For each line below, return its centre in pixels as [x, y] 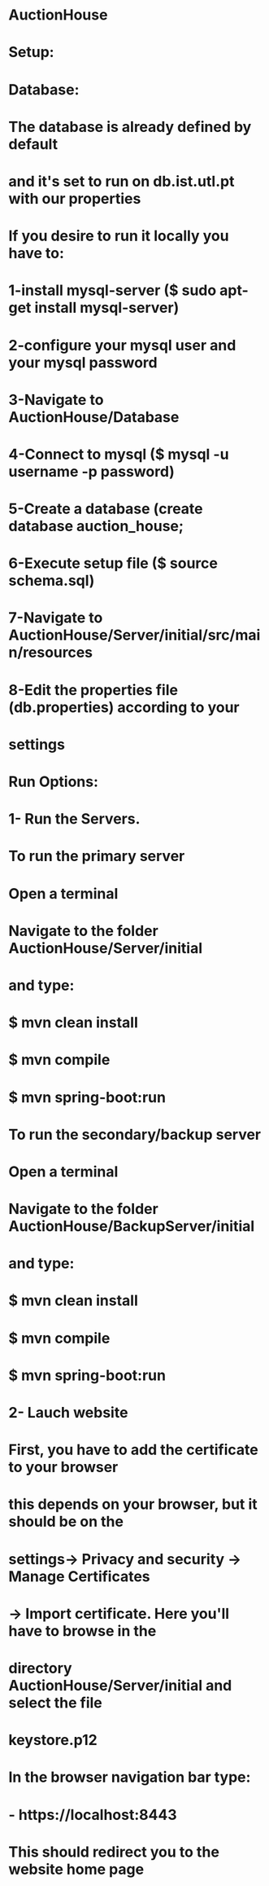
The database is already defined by [130, 127]
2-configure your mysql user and [122, 345]
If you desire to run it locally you [119, 236]
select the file [56, 1702]
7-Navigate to [56, 618]
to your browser [63, 1467]
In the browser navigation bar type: [130, 1777]
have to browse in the [82, 1631]
